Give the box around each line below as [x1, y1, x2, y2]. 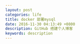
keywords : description [5, 31, 53, 36]
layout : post [5, 7, 33, 13]
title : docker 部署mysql [5, 17, 56, 22]
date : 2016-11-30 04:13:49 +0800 [5, 21, 75, 27]
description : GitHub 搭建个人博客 [5, 26, 73, 31]
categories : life [5, 12, 42, 17]
